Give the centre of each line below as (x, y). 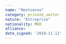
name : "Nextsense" (24, 10)
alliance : (16, 29)
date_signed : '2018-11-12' (34, 33)
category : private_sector (32, 15)
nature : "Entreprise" (28, 19)
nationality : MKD (23, 24)
